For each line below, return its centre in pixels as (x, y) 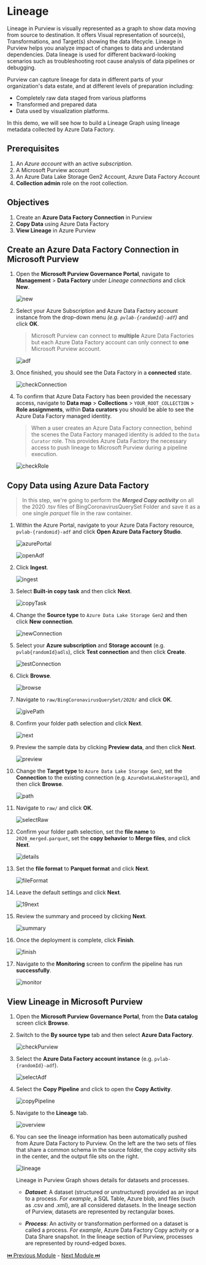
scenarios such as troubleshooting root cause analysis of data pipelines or (101, 61)
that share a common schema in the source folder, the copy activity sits (106, 1150)
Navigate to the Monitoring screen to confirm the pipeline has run (99, 964)
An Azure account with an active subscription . (74, 164)
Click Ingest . (32, 567)
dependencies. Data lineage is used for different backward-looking (92, 54)
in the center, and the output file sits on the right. (78, 1156)
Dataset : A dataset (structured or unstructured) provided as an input (112, 1192)
